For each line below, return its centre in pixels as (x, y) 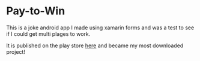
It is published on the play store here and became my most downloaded (95, 45)
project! (16, 51)
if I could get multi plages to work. (48, 33)
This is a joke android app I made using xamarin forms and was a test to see (100, 28)
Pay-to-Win (36, 11)
